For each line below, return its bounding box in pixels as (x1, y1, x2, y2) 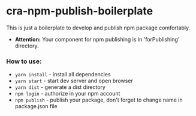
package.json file (14, 103, 58, 110)
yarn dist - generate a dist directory (14, 84, 106, 91)
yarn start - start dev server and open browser (14, 77, 133, 85)
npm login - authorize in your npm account (14, 90, 120, 97)
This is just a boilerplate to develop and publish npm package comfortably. (6, 24, 191, 31)
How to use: (6, 57, 42, 66)
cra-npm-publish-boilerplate (6, 4, 153, 18)
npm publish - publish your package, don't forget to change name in (14, 96, 183, 103)
